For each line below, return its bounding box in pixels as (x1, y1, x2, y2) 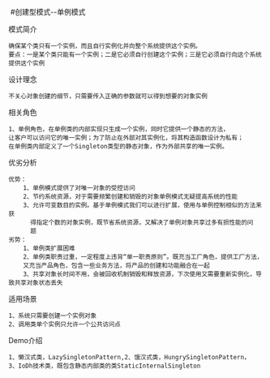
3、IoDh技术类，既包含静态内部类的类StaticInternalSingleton (8, 362, 201, 370)
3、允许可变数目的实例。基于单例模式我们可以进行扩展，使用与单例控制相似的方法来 (23, 201, 262, 209)
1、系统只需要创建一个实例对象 (8, 311, 97, 320)
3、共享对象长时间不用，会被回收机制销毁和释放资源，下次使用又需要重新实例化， (23, 270, 256, 278)
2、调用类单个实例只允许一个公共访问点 (8, 320, 122, 329)
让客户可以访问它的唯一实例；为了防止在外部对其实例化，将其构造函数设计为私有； (8, 134, 244, 142)
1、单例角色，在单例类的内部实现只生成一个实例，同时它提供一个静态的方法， (8, 125, 229, 133)
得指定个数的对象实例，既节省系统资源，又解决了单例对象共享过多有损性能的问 (29, 218, 254, 226)
